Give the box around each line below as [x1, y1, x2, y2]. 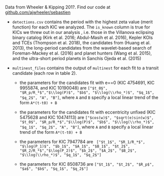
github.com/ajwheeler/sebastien [5, 9, 71, 15]
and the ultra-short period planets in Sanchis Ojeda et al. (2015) [12, 56, 141, 61]
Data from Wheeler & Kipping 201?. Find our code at [5, 4, 111, 10]
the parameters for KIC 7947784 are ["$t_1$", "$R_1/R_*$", [19, 139, 145, 145]
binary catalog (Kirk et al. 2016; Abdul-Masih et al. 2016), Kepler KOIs [12, 34, 153, 40]
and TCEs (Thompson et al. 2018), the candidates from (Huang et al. [12, 40, 151, 46]
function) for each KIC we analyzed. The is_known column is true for [12, 24, 150, 30]
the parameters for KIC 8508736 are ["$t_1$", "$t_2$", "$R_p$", [19, 161, 154, 167]
